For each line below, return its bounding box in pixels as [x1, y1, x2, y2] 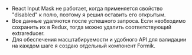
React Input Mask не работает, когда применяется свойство [11, 5, 163, 12]
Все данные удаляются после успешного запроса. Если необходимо [11, 18, 186, 24]
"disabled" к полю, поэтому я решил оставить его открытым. [11, 11, 166, 18]
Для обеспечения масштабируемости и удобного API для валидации [11, 36, 187, 43]
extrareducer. [11, 30, 45, 37]
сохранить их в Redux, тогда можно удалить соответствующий [11, 23, 171, 30]
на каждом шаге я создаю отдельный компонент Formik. [11, 42, 155, 49]
